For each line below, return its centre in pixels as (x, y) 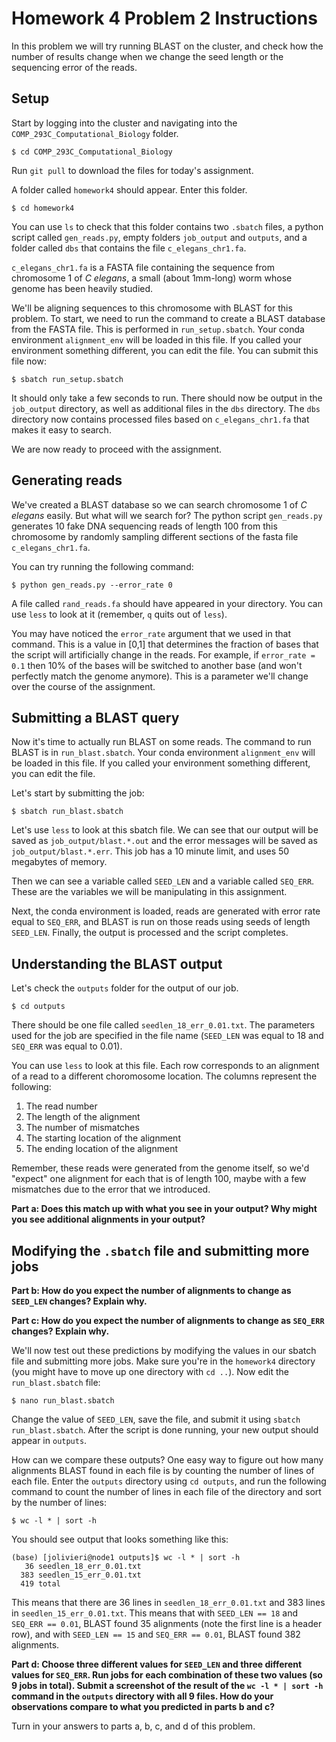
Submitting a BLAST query (95, 717)
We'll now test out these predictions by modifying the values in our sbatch (164, 1350)
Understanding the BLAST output (117, 963)
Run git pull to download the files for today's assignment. (132, 170)
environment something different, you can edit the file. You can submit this (165, 350)
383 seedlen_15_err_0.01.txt (81, 1575)
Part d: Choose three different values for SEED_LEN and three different (157, 1664)
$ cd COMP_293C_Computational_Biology (92, 152)
